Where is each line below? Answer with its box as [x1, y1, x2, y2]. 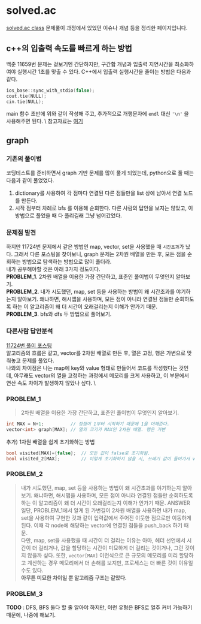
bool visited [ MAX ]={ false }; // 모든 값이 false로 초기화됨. [6, 450, 151, 456]
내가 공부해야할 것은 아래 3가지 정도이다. [6, 266, 100, 273]
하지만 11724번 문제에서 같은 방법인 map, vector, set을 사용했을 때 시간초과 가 [6, 243, 184, 251]
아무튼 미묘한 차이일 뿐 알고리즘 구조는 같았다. [20, 574, 127, 581]
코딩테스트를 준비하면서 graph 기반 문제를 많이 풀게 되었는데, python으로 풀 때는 [6, 169, 194, 177]
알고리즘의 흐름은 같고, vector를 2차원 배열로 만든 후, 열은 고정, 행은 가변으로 [6, 349, 186, 357]
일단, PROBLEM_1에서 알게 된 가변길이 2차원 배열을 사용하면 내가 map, [20, 507, 187, 514]
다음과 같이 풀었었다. [6, 177, 54, 184]
